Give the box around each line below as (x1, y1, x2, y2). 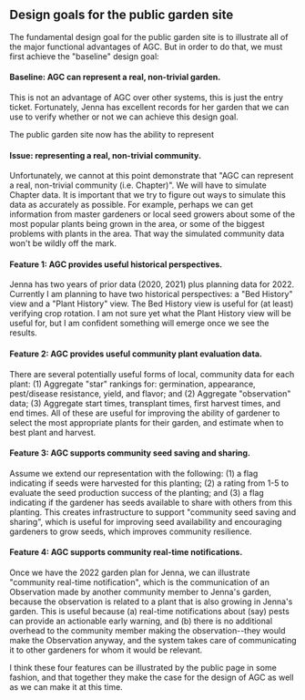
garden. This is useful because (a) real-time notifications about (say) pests (9, 606, 290, 617)
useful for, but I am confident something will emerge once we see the (9, 318, 269, 329)
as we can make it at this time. (9, 682, 123, 693)
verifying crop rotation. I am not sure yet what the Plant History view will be (9, 308, 291, 319)
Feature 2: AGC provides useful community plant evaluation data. (9, 348, 262, 359)
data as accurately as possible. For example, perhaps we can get (9, 200, 253, 211)
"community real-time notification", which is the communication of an (9, 577, 270, 588)
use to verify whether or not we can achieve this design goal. (9, 111, 239, 122)
